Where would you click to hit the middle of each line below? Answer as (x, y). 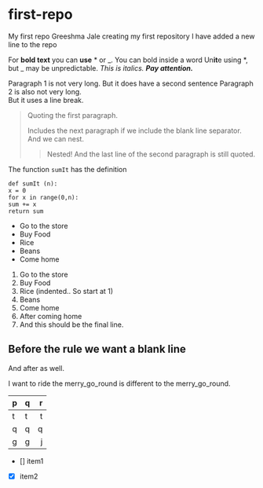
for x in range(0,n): (44, 197)
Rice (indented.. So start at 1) (66, 291)
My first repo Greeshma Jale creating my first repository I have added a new (131, 36)
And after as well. (37, 368)
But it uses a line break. (46, 100)
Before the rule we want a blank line (97, 349)
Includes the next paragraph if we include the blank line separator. (134, 130)
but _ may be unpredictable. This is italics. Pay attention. (101, 68)
